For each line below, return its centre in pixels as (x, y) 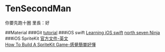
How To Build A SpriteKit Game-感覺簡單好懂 (50, 44)
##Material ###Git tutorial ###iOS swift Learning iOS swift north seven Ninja (82, 32)
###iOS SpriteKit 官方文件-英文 (37, 38)
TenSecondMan (38, 9)
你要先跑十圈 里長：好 (27, 23)
